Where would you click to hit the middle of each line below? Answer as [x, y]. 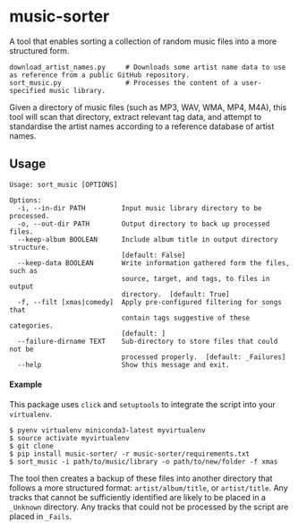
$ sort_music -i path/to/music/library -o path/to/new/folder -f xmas [144, 462]
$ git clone [31, 446]
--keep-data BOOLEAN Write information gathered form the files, [154, 263]
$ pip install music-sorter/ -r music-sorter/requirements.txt [130, 454]
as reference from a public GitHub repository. [100, 75]
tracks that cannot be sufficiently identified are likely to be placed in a [138, 497]
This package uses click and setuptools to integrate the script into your [142, 404]
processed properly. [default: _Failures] [204, 357]
